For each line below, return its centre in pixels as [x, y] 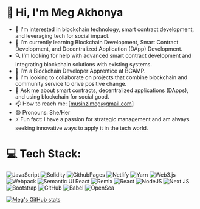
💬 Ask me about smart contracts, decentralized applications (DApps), [102, 90]
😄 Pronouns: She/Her [43, 112]
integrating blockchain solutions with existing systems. [84, 64]
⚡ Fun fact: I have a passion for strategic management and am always [102, 119]
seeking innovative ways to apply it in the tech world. [81, 128]
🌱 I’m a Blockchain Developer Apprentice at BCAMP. [80, 71]
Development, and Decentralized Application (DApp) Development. [99, 49]
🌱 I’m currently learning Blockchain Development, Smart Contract [97, 42]
